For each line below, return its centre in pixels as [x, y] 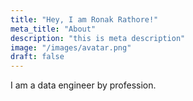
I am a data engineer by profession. [83, 85]
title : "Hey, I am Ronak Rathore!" [84, 19]
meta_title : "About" [53, 29]
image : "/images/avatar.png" [71, 47]
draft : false [37, 57]
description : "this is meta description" [98, 38]
